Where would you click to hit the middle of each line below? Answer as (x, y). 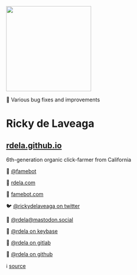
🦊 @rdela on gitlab (29, 243)
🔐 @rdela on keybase (32, 231)
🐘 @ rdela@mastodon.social (40, 220)
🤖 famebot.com (25, 194)
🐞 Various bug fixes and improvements (53, 100)
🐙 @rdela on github (30, 254)
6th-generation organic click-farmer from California (69, 160)
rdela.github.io (34, 146)
